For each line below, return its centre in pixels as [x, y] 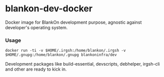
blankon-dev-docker [49, 9]
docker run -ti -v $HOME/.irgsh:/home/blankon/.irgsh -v [66, 51]
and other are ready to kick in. [36, 69]
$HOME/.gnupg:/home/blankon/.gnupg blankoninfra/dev [61, 55]
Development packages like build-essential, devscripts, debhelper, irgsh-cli [83, 64]
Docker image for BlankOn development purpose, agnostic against [74, 22]
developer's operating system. [37, 27]
